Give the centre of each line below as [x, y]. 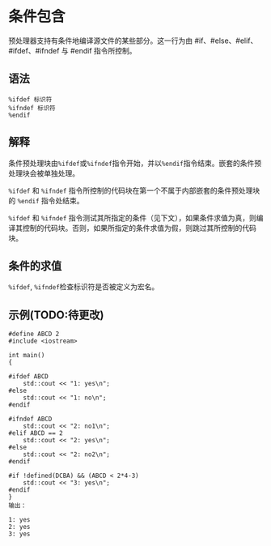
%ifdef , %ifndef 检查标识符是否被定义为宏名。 [84, 287]
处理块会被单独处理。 [44, 173]
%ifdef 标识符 [30, 99]
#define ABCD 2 [34, 334]
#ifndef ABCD [30, 419]
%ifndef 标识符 [32, 108]
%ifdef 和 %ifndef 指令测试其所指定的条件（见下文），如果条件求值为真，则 [132, 218]
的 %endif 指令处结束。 [46, 200]
